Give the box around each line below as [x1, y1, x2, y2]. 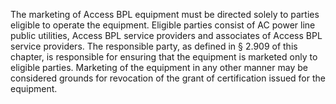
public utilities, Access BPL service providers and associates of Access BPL [10, 30, 323, 41]
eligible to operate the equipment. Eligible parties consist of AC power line [10, 19, 316, 31]
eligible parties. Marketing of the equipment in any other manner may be [10, 62, 308, 73]
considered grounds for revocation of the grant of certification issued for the [10, 72, 326, 84]
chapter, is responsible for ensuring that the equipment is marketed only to [10, 51, 318, 63]
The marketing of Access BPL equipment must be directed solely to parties [10, 9, 320, 20]
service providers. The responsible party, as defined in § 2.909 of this [10, 40, 298, 52]
